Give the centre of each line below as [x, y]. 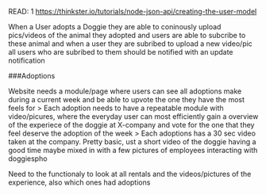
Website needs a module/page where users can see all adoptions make [125, 91]
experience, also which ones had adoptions [79, 182]
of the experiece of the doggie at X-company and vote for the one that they [131, 125]
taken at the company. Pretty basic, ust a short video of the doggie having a [132, 141]
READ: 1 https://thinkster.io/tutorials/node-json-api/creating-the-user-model [133, 11]
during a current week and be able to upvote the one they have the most [126, 99]
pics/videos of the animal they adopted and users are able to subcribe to [127, 35]
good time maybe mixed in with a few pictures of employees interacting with [133, 150]
